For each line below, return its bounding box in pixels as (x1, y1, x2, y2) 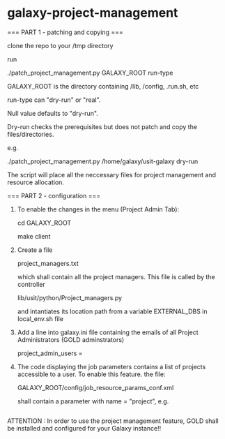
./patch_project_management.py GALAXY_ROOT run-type (7, 68, 173, 77)
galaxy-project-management (7, 5, 178, 21)
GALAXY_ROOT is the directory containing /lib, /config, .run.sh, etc (7, 82, 199, 90)
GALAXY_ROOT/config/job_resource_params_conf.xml (17, 383, 174, 392)
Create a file (17, 246, 53, 254)
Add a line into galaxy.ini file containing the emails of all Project (17, 328, 199, 336)
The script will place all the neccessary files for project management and (7, 170, 217, 179)
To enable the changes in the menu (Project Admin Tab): (17, 204, 180, 214)
